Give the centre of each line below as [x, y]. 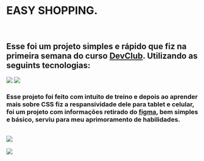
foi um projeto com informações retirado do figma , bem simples [102, 112]
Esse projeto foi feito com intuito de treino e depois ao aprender [102, 97]
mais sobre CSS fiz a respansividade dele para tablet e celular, [100, 104]
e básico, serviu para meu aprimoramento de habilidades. [93, 119]
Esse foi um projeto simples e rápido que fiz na [97, 46]
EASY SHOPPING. [52, 11]
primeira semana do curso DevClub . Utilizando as [102, 56]
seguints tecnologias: [48, 65]
